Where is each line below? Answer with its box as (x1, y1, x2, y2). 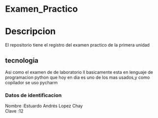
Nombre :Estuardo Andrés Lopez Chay (5, 103, 83, 109)
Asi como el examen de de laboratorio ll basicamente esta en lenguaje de (5, 69, 153, 75)
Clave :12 (5, 108, 24, 114)
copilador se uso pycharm (5, 79, 58, 85)
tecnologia (5, 56, 39, 65)
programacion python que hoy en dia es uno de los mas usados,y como (5, 74, 150, 80)
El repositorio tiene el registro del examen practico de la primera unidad (5, 42, 150, 48)
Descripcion (5, 26, 56, 37)
